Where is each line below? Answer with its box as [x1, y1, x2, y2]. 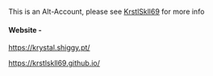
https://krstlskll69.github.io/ [8, 58, 101, 68]
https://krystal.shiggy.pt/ [8, 43, 90, 53]
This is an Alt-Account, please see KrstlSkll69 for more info [8, 7, 205, 16]
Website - [8, 25, 42, 34]
